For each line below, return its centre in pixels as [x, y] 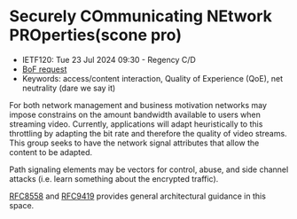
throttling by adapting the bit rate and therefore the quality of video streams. [148, 133]
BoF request [44, 69]
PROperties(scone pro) [95, 35]
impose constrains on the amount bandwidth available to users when [135, 114]
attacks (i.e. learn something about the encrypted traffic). [114, 178]
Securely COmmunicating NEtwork [141, 16]
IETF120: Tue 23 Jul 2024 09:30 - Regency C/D [109, 59]
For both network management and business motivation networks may [138, 105]
